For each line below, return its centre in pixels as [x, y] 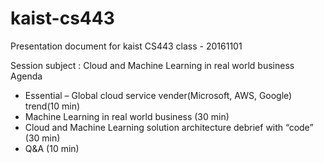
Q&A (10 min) [52, 148]
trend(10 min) [52, 106]
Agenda [26, 76]
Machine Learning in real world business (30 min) [127, 116]
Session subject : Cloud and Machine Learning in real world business [152, 65]
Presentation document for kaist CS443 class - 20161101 [126, 46]
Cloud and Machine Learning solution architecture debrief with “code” [169, 127]
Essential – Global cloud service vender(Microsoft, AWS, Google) [158, 95]
